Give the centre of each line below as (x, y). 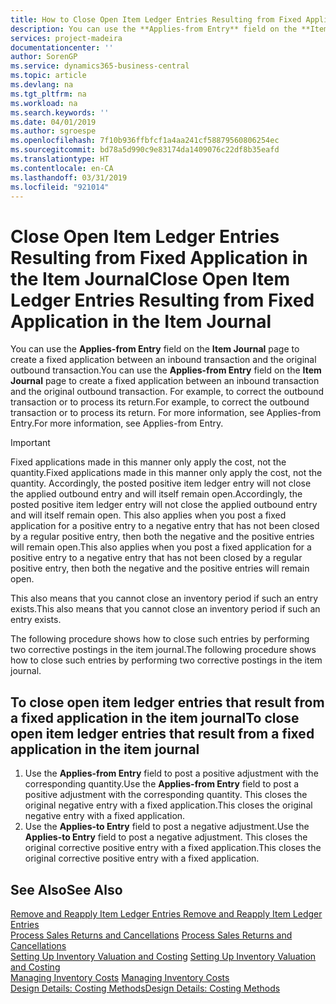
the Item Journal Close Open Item (150, 278)
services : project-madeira (66, 38)
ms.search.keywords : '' (60, 112)
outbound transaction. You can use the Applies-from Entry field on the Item (166, 370)
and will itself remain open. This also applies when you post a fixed (148, 515)
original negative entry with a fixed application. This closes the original (168, 805)
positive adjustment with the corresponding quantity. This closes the (166, 795)
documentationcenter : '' (62, 47)
